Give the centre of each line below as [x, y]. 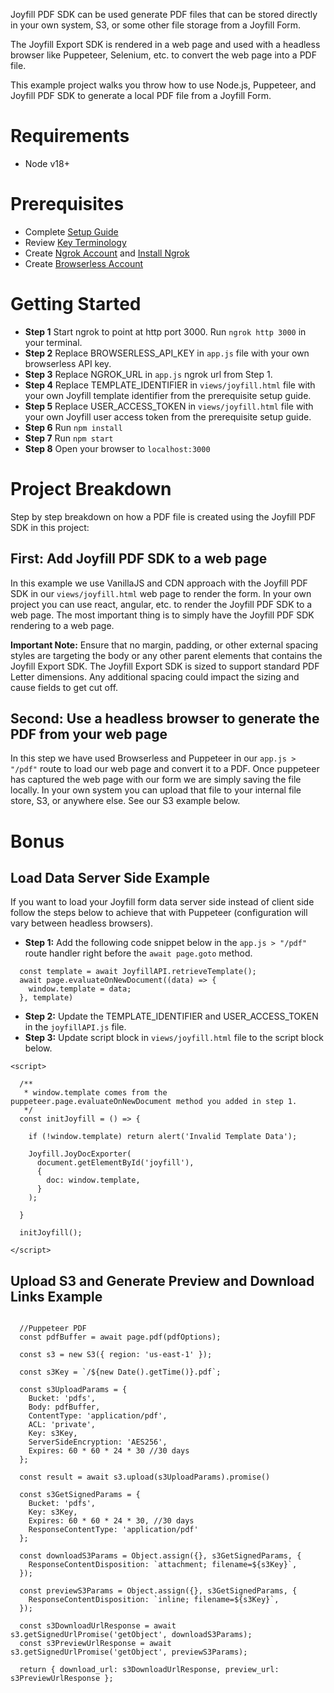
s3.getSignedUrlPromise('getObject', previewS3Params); [129, 1652]
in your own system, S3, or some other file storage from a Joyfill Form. [156, 25]
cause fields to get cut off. [64, 687]
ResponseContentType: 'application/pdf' [113, 1530]
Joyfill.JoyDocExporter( [80, 1154]
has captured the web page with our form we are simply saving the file [156, 780]
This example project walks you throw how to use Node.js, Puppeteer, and [163, 85]
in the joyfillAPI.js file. [75, 1027]
